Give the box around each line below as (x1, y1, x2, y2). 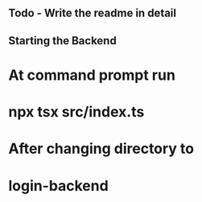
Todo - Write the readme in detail (8, 6, 177, 20)
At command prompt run (8, 66, 175, 84)
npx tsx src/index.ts (8, 103, 145, 122)
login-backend (8, 176, 109, 195)
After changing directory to (8, 140, 195, 158)
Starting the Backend (8, 34, 117, 47)
